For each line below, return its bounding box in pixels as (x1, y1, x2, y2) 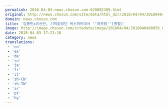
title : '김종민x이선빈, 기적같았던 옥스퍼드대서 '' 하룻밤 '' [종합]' (5, 21, 125, 26)
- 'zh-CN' (7, 77, 28, 82)
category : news (5, 35, 37, 40)
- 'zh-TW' (7, 81, 28, 86)
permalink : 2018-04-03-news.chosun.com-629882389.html (5, 7, 122, 12)
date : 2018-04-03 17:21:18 (5, 30, 61, 35)
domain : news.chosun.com (5, 16, 57, 21)
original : (5, 12, 26, 17)
